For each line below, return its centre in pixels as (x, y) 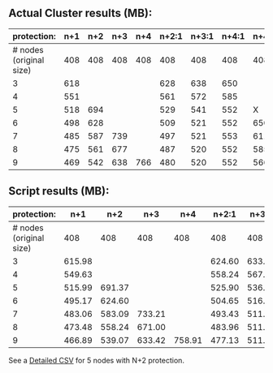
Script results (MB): (59, 191)
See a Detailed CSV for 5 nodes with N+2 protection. (97, 360)
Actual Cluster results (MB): (80, 13)
